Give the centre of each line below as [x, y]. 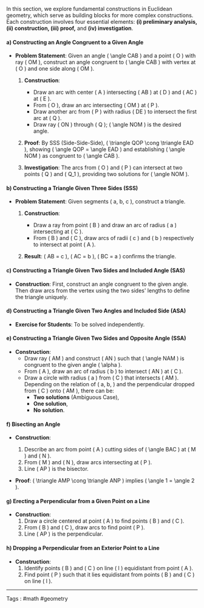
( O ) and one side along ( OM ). [55, 69]
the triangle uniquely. [42, 297]
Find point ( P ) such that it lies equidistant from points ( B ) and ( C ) [109, 574]
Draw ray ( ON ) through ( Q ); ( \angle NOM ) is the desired [107, 125]
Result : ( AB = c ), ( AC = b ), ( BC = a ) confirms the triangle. [100, 256]
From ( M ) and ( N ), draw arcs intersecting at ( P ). [88, 462]
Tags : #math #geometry [37, 598]
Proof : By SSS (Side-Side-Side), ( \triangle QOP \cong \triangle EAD [109, 143]
